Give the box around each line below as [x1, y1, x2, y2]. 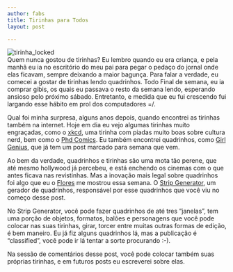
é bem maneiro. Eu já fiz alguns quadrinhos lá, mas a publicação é [7, 229, 197, 237]
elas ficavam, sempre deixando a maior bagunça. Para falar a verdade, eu [7, 70, 219, 79]
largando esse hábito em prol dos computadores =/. [7, 100, 156, 109]
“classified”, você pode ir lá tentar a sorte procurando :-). [7, 237, 171, 245]
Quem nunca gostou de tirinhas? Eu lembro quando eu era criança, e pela [7, 56, 218, 64]
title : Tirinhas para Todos [7, 17, 89, 24]
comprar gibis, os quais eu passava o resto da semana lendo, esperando [7, 85, 216, 94]
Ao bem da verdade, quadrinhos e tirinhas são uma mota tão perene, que [7, 157, 217, 165]
